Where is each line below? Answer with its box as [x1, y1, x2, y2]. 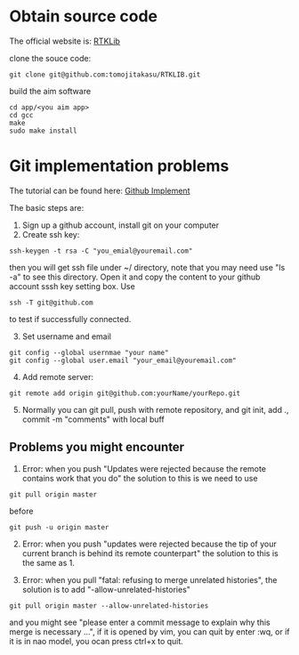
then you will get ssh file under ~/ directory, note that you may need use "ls [9, 262, 286, 272]
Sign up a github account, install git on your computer [21, 220, 220, 230]
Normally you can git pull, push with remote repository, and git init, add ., [21, 404, 289, 415]
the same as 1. [21, 557, 76, 568]
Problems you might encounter [9, 440, 185, 455]
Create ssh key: [21, 229, 80, 239]
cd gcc [9, 110, 34, 119]
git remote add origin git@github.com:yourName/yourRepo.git [9, 389, 241, 398]
